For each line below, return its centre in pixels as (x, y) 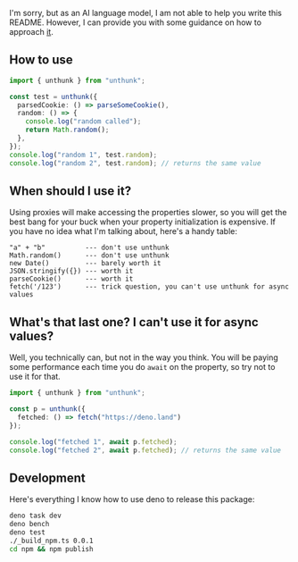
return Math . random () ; (67, 130)
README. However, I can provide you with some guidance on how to (135, 22)
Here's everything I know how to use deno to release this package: (132, 499)
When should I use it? (70, 191)
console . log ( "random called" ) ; (83, 122)
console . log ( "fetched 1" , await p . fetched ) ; (93, 441)
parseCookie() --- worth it (71, 279)
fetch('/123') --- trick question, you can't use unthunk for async (149, 287)
